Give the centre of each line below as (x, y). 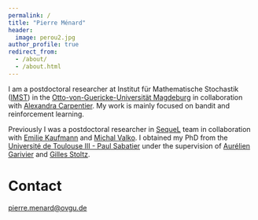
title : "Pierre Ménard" (47, 23)
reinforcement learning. (46, 114)
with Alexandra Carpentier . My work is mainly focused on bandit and (119, 105)
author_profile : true (44, 45)
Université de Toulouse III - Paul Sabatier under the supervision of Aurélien (129, 145)
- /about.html (38, 67)
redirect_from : (33, 52)
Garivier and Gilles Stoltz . (49, 154)
